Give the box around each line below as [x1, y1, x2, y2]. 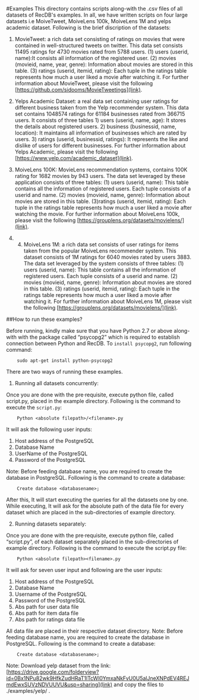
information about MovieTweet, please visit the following [14, 80, 153, 87]
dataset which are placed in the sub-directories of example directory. [6, 509, 176, 515]
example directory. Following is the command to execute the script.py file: [6, 545, 187, 551]
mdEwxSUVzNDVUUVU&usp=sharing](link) [6, 681, 113, 688]
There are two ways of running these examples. [6, 368, 123, 375]
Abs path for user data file [14, 604, 79, 610]
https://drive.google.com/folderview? [8, 668, 99, 675]
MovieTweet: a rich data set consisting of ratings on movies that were [14, 36, 185, 42]
